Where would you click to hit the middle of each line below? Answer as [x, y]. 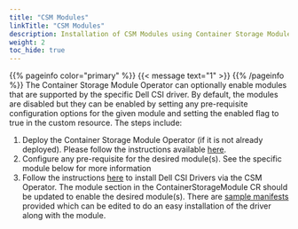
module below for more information [86, 169]
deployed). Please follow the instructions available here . [124, 150]
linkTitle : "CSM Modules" [57, 26]
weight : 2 [27, 42]
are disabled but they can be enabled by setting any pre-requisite [129, 104]
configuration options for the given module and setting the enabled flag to [144, 114]
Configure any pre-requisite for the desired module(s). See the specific [152, 159]
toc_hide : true [37, 51]
